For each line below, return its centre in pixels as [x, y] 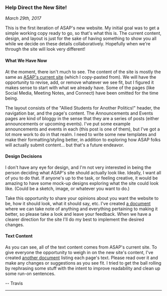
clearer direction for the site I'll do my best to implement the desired [75, 219]
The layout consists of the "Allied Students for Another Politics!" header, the [83, 108]
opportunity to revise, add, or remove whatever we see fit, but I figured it [80, 82]
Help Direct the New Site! [36, 7]
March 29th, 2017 [23, 18]
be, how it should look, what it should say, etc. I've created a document [78, 203]
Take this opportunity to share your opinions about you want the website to [82, 198]
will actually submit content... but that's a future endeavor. [65, 145]
